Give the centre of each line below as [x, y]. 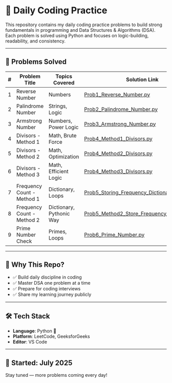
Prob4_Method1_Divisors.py [118, 139]
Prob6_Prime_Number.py [114, 235]
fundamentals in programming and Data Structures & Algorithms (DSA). [80, 30]
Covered [64, 82]
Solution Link [142, 79]
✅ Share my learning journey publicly [52, 294]
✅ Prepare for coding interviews [47, 288]
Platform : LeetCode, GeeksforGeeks [51, 336]
